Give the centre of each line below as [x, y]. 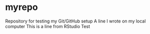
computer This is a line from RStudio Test [48, 26]
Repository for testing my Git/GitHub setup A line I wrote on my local [75, 21]
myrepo [22, 7]
